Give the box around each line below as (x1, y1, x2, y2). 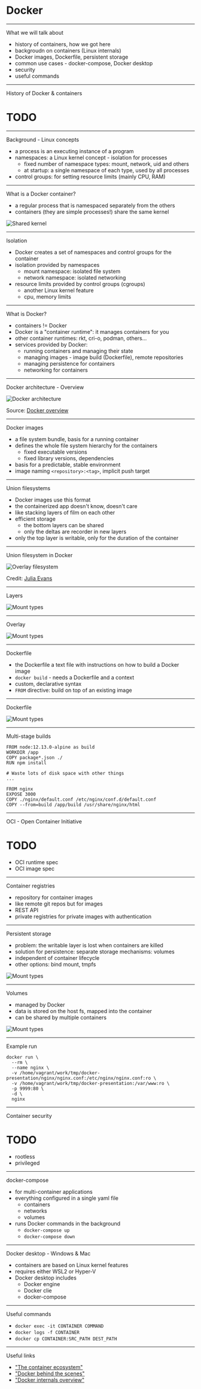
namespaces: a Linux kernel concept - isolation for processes (14, 154, 167, 161)
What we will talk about (6, 29, 64, 36)
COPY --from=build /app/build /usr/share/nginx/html (6, 801, 141, 808)
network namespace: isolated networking (23, 273, 126, 281)
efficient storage (14, 515, 56, 522)
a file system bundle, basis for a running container (14, 435, 139, 443)
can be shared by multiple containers (14, 1014, 106, 1021)
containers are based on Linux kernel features (14, 1261, 129, 1269)
